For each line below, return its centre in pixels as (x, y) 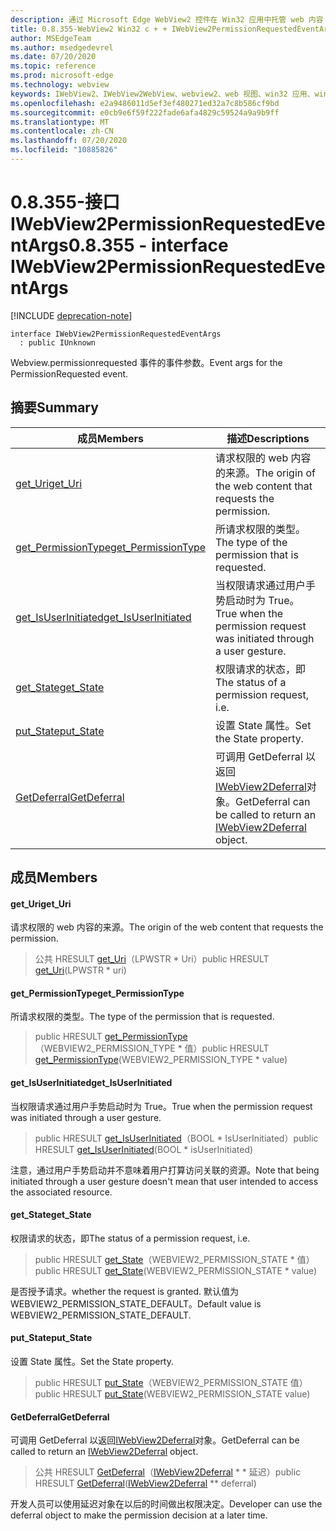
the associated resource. (61, 1192)
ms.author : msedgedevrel (62, 47)
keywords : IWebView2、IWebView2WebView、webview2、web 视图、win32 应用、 (162, 94)
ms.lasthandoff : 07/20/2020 (69, 141)
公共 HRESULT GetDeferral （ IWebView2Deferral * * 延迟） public (168, 1472)
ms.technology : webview (60, 85)
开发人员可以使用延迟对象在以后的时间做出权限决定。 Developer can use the (166, 1504)
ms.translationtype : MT (60, 122)
